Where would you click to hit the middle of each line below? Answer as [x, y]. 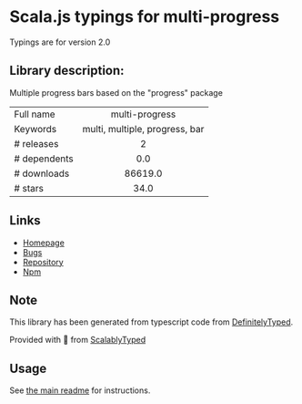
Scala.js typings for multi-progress [145, 17]
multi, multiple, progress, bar [143, 129]
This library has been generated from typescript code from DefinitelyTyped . [151, 322]
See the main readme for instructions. [80, 390]
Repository [43, 262]
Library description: [67, 71]
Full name [35, 114]
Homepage [44, 243]
